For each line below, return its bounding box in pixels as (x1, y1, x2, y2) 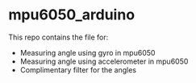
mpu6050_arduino (8, 6, 136, 24)
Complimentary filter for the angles (19, 64, 137, 74)
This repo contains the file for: (8, 32, 109, 42)
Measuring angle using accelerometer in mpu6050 (19, 56, 189, 66)
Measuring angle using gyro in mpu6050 (19, 48, 156, 57)
